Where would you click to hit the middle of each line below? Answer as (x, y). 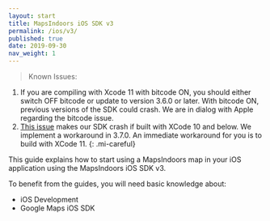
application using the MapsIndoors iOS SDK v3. (87, 168)
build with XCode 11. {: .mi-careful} (78, 144)
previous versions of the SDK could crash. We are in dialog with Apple (137, 109)
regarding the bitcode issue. (67, 118)
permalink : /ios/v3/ (43, 31)
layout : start (32, 16)
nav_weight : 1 (32, 53)
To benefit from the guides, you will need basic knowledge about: (117, 184)
